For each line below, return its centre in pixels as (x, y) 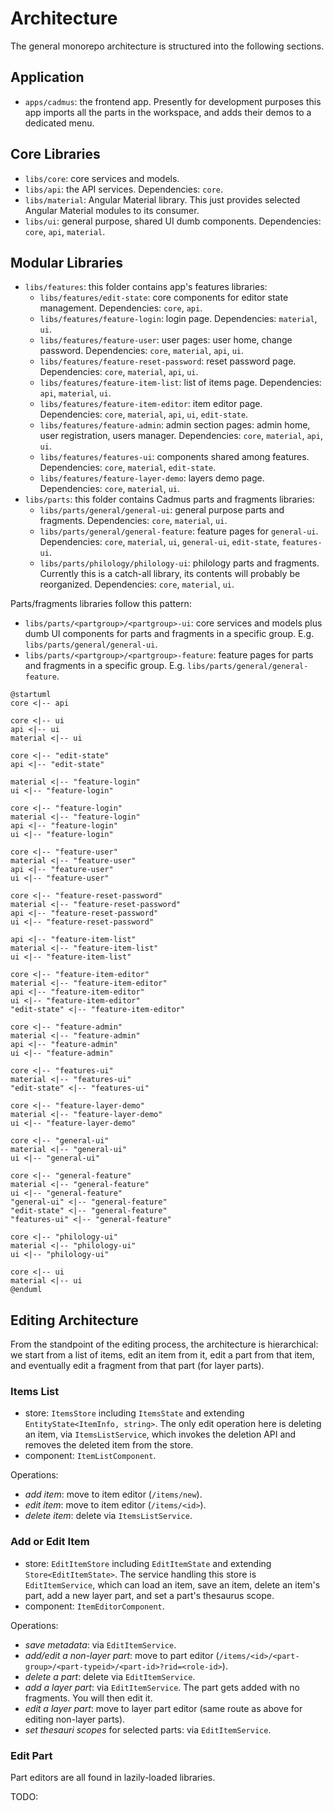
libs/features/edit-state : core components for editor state (164, 298)
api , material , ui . (75, 393)
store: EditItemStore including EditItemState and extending (148, 1563)
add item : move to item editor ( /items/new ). (113, 1494)
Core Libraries (55, 154)
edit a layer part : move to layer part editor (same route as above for (163, 1708)
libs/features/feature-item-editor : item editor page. (151, 404)
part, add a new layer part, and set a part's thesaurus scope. (149, 1595)
